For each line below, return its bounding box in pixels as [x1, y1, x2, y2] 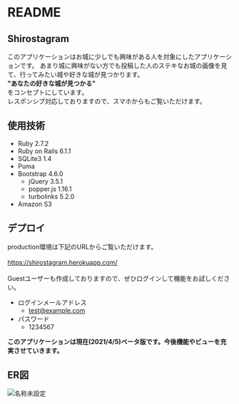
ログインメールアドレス [17, 298, 87, 306]
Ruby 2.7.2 [17, 139, 49, 147]
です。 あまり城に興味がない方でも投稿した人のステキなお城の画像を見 [19, 61, 228, 70]
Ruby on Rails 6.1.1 [17, 147, 71, 155]
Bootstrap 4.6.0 [17, 169, 63, 178]
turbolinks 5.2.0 [28, 192, 75, 200]
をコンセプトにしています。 [7, 88, 88, 96]
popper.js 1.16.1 [28, 185, 72, 193]
